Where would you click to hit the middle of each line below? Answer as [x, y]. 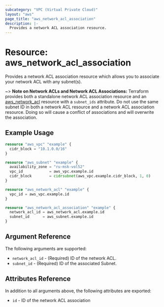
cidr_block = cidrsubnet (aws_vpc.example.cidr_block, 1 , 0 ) [80, 176]
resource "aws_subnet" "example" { [42, 162]
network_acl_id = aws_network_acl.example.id [57, 212]
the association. [21, 118]
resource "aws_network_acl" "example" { [47, 189]
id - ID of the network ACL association [51, 300]
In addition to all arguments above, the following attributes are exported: [78, 291]
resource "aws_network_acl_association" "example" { [60, 207]
